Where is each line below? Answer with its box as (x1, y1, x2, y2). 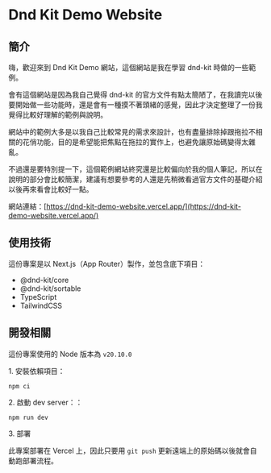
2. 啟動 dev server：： (8, 397, 83, 407)
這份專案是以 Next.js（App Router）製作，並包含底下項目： (8, 259, 206, 268)
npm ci (8, 382, 31, 390)
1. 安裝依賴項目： (8, 366, 65, 375)
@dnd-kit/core (19, 275, 69, 284)
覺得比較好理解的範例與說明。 (8, 110, 107, 119)
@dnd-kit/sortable (19, 284, 81, 293)
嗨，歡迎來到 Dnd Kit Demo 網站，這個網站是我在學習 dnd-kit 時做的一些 (8, 63, 249, 72)
